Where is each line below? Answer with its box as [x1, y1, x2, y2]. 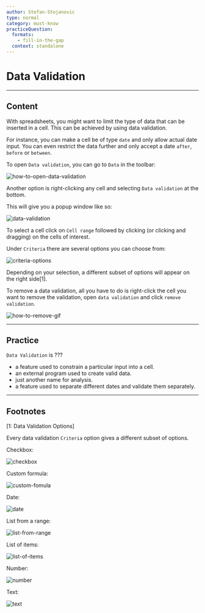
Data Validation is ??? [6, 351, 63, 359]
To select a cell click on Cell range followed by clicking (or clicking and [6, 226, 186, 234]
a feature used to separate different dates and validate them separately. [15, 383, 196, 390]
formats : [12, 32, 34, 38]
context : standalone [12, 43, 64, 50]
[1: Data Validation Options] [6, 423, 75, 430]
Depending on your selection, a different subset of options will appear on [6, 269, 190, 276]
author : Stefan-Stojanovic [6, 9, 75, 15]
